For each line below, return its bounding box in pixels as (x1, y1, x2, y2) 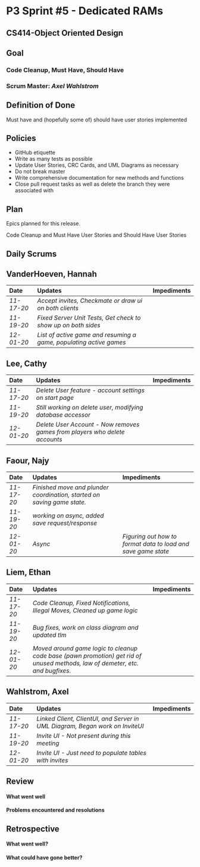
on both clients (37, 304, 79, 312)
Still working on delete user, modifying (36, 403, 143, 412)
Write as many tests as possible (14, 155, 93, 162)
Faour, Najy (6, 455, 49, 465)
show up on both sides (37, 321, 101, 330)
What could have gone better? (6, 854, 83, 861)
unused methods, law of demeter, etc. (32, 659, 139, 667)
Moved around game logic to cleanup (32, 644, 138, 652)
